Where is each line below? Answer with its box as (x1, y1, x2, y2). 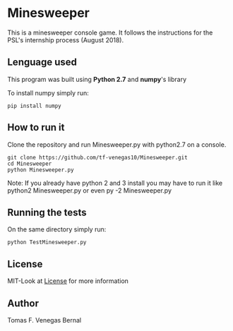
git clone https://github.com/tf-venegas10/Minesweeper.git (7, 154, 189, 161)
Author (7, 297, 39, 309)
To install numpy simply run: (7, 88, 90, 97)
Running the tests (7, 206, 87, 218)
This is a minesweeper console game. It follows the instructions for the (7, 28, 213, 37)
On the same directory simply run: (7, 225, 107, 234)
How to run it (7, 121, 65, 133)
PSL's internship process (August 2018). (7, 35, 124, 44)
